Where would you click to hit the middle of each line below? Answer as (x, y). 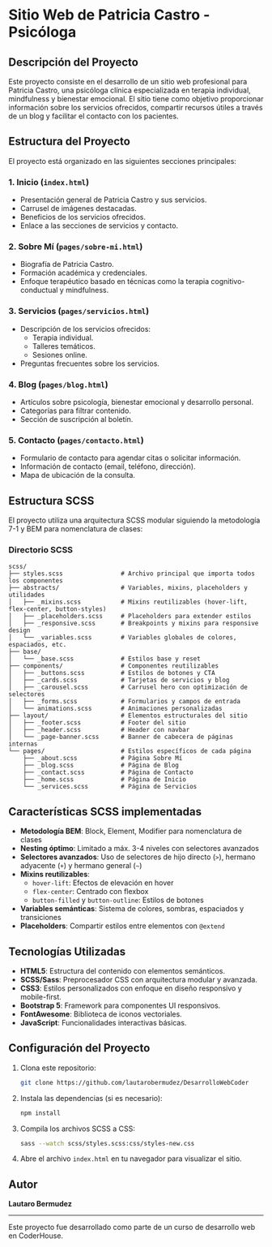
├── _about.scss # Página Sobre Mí (103, 759)
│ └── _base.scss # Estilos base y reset (104, 659)
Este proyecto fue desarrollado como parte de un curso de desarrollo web (132, 1228)
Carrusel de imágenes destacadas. (78, 209)
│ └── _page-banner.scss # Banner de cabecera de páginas (121, 737)
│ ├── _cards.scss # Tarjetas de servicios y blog (119, 680)
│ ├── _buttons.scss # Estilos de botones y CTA (112, 673)
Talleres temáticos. (64, 346)
